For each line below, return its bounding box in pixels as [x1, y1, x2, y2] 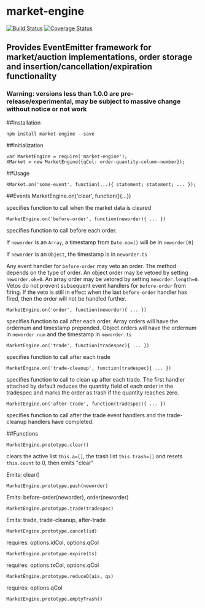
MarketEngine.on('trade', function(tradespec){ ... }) [6, 342, 150, 348]
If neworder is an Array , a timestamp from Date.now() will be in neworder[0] [6, 238, 195, 246]
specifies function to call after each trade [6, 353, 110, 360]
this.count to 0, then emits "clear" [6, 459, 94, 466]
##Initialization [6, 141, 44, 148]
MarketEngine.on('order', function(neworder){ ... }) [6, 307, 147, 313]
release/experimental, [6, 97, 74, 106]
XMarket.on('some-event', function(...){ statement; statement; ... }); [6, 181, 196, 188]
